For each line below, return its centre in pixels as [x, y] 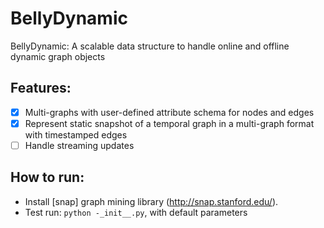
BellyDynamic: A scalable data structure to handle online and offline [150, 46]
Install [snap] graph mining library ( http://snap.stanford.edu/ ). [151, 201]
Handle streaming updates [79, 145]
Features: [41, 88]
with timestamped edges [76, 134]
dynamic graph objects [58, 56]
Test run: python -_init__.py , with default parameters [136, 212]
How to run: [47, 177]
